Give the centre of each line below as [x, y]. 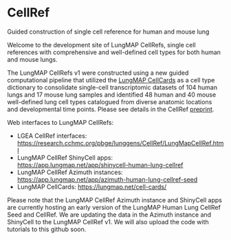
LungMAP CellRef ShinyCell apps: [65, 157]
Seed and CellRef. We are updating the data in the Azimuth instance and [109, 215]
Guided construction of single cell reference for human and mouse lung [108, 32]
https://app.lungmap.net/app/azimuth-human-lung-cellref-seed [107, 179]
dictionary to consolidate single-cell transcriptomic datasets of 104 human [112, 87]
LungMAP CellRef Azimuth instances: [70, 172]
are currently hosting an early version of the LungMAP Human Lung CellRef [114, 207]
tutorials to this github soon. [47, 229]
